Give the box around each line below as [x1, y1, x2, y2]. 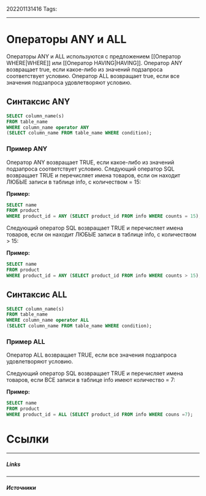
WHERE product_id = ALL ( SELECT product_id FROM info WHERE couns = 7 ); [6, 411, 193, 418]
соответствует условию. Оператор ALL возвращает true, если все [6, 72, 180, 79]
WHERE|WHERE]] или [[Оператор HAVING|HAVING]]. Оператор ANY [6, 59, 183, 66]
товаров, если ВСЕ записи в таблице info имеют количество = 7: [6, 376, 176, 384]
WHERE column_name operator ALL [6, 317, 89, 324]
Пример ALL [6, 338, 45, 346]
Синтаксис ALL [6, 290, 67, 300]
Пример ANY [6, 144, 48, 153]
